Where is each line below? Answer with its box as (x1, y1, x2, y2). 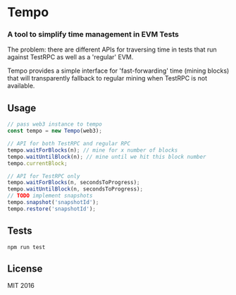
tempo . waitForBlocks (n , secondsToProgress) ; (7, 179, 140, 186)
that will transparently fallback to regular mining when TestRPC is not (7, 74, 208, 83)
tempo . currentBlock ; (7, 159, 68, 167)
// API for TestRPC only (7, 172, 80, 180)
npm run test (7, 243, 46, 251)
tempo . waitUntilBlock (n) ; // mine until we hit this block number (7, 153, 206, 160)
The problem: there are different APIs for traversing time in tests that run (7, 45, 217, 54)
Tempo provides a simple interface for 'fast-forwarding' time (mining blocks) (7, 66, 230, 75)
